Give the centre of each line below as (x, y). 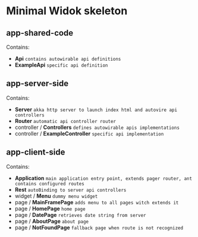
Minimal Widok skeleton (67, 11)
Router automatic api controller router (65, 121)
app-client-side (36, 152)
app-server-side (37, 83)
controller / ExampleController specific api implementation (89, 133)
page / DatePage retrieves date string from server (81, 214)
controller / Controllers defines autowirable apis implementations (97, 127)
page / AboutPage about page (52, 221)
